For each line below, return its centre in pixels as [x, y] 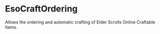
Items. [11, 27]
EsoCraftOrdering [41, 9]
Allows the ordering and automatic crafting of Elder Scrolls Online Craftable [80, 22]
